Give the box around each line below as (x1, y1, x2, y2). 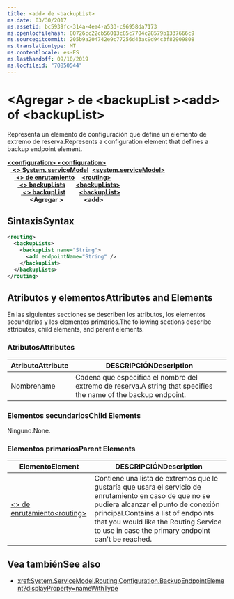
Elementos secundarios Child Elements (7, 410, 141, 420)
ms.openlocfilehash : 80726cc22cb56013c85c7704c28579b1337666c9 (7, 29, 195, 37)
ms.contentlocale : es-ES (7, 49, 79, 56)
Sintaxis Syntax (7, 215, 75, 227)
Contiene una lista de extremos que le (94, 474, 218, 483)
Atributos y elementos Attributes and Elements (7, 292, 213, 304)
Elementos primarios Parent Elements (7, 444, 136, 453)
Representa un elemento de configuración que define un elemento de (7, 130, 207, 138)
